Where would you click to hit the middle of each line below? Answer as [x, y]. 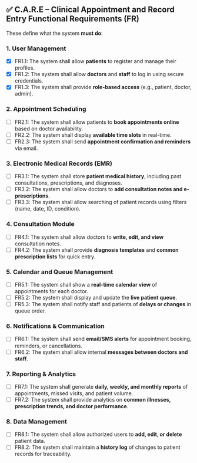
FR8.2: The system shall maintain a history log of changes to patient [97, 447]
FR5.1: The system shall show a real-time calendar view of [86, 284]
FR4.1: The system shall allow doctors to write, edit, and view [89, 237]
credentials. [29, 81]
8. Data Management [37, 421]
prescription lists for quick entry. [55, 257]
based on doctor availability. [49, 129]
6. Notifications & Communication [55, 326]
